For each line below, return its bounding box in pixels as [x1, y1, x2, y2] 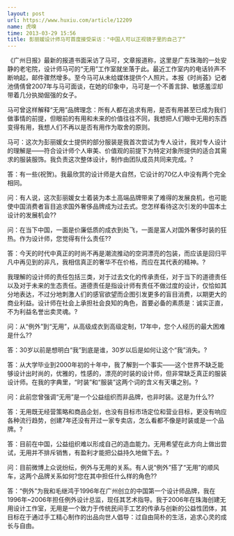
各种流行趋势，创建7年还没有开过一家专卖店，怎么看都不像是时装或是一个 [7, 416, 218, 425]
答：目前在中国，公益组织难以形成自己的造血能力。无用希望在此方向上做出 [7, 440, 221, 448]
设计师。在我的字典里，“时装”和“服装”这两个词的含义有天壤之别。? [7, 378, 198, 386]
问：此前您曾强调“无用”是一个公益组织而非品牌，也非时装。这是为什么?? [7, 393, 214, 401]
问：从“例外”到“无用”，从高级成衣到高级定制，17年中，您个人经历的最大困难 [7, 322, 226, 331]
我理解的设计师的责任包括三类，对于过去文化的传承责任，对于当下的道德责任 [7, 273, 227, 281]
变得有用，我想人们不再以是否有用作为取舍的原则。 [7, 123, 154, 132]
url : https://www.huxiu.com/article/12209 [7, 17, 132, 24]
